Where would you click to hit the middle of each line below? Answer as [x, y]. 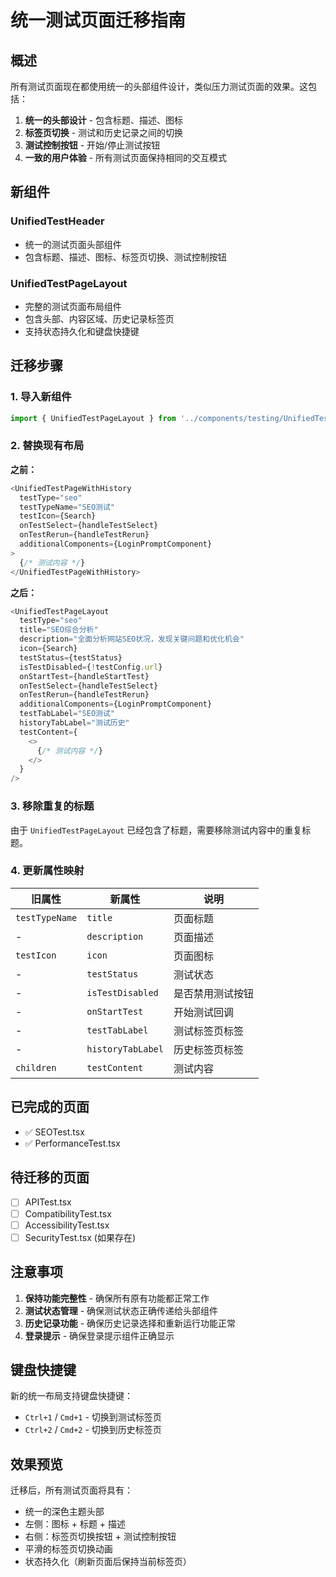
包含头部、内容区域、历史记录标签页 [99, 318]
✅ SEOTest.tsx [54, 1132]
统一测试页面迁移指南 [98, 20]
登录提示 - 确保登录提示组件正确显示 [99, 1335]
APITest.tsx [48, 1202]
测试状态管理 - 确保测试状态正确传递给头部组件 [121, 1310]
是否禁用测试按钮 [213, 993]
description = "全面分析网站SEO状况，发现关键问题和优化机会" [132, 639]
